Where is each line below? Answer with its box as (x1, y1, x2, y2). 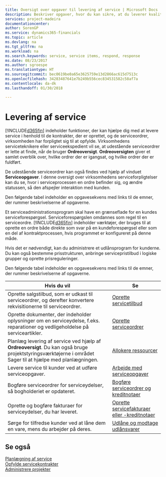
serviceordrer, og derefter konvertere (7, 297, 94, 304)
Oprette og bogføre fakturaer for (7, 402, 83, 409)
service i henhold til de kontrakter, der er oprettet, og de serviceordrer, (5, 133, 149, 139)
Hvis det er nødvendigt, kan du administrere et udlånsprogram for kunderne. (5, 245, 161, 251)
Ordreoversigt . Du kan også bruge (7, 344, 88, 351)
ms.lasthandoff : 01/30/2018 (5, 85, 63, 91)
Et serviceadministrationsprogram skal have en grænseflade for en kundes (5, 209, 157, 215)
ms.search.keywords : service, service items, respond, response (5, 53, 140, 59)
